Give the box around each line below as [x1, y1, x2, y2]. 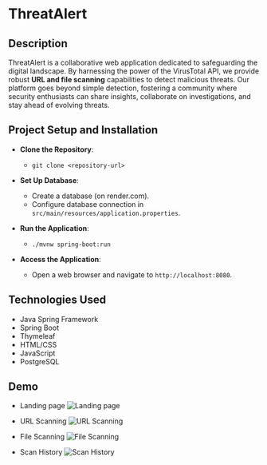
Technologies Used [8, 293, 106, 307]
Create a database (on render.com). [31, 191, 150, 201]
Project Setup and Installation [8, 123, 159, 137]
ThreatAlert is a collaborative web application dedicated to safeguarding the [8, 58, 258, 67]
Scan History [19, 447, 63, 457]
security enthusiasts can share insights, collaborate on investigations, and [8, 92, 251, 101]
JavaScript [19, 348, 56, 358]
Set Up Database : [19, 175, 80, 185]
